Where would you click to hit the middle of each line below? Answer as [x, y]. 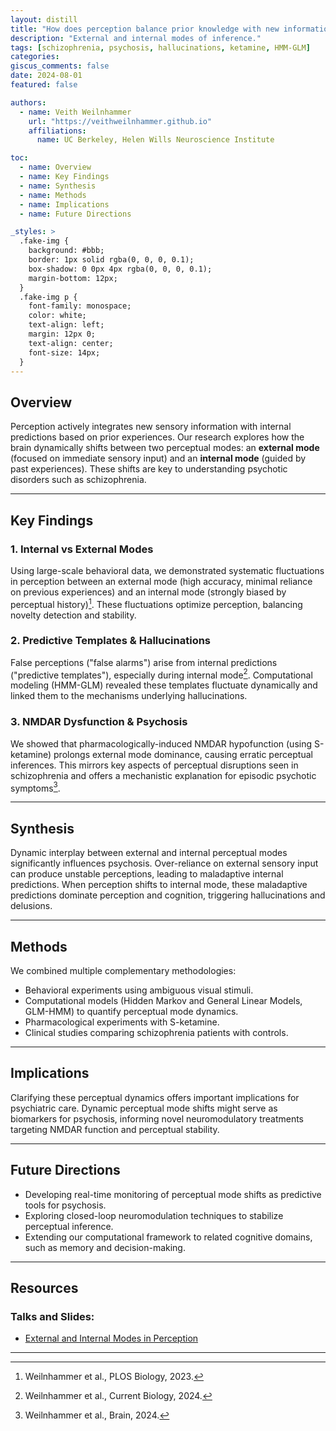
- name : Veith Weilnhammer [75, 112]
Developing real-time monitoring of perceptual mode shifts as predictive [173, 1194]
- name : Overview [55, 167]
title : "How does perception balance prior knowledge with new [145, 29]
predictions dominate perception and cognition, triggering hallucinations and [168, 895]
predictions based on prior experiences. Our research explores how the [157, 437]
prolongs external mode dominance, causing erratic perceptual [183, 754]
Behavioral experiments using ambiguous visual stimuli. [139, 990]
